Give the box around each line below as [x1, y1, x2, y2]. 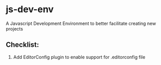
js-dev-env [6, 4, 54, 15]
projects [6, 25, 24, 31]
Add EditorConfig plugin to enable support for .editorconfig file [13, 54, 146, 60]
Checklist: [6, 41, 39, 49]
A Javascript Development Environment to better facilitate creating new [6, 20, 156, 26]
